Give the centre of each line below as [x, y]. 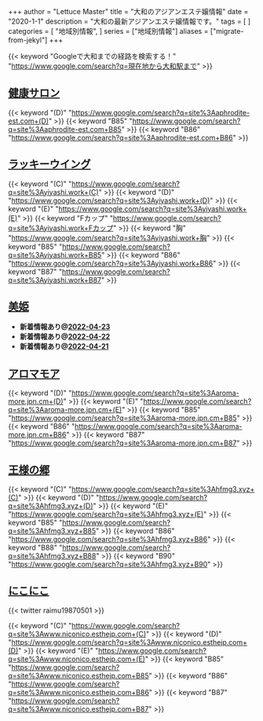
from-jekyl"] [28, 40]
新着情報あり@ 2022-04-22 [65, 337]
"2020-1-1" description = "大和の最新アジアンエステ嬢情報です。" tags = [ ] [130, 21]
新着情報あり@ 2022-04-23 [65, 327]
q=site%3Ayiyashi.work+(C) [54, 192]
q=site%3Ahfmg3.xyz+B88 [52, 556]
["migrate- [227, 31]
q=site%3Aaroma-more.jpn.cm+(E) [65, 410]
